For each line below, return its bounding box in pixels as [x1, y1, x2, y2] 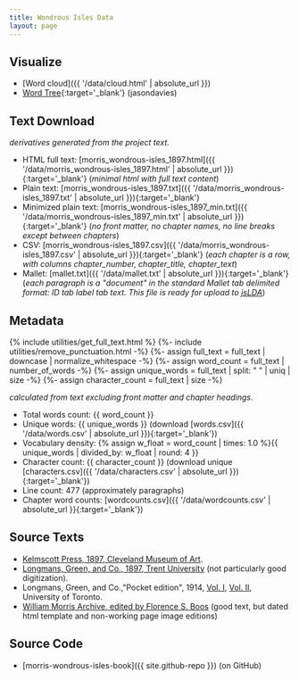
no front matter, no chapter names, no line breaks [91, 220, 275, 232]
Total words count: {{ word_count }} [21, 409, 154, 419]
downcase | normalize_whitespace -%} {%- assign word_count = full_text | [9, 355, 285, 366]
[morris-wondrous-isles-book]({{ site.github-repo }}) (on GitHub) [21, 659, 262, 670]
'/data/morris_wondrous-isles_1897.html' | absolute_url [21, 164, 222, 175]
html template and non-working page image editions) [21, 610, 219, 621]
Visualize [9, 54, 62, 70]
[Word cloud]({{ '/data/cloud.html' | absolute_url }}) [21, 78, 212, 89]
